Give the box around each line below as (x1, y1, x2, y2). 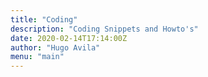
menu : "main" (10, 52, 65, 62)
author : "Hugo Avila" (10, 42, 101, 53)
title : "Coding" (10, 14, 78, 25)
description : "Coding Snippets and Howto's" (10, 24, 199, 34)
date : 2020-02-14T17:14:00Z (10, 33, 128, 43)
